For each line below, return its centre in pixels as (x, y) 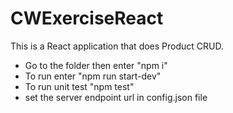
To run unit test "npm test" (79, 86)
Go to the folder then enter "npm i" (96, 65)
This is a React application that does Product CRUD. (117, 46)
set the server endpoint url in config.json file (116, 97)
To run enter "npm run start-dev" (93, 76)
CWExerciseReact (87, 18)
